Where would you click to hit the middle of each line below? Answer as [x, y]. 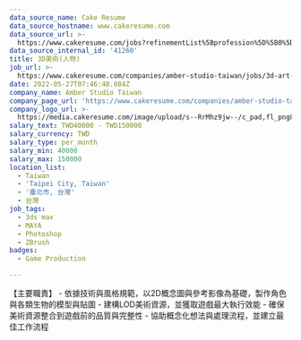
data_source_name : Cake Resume [68, 17]
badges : [24, 251]
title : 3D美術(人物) [45, 59]
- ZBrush [34, 242]
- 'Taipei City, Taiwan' [64, 184]
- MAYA [30, 225]
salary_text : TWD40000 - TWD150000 [76, 126]
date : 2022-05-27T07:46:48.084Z [69, 84]
